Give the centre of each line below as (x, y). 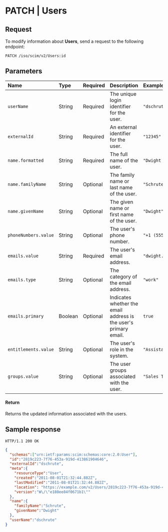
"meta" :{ (19, 469)
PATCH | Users (36, 11)
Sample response (33, 430)
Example (153, 85)
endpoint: (15, 47)
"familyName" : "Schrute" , (40, 506)
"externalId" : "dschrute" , (37, 464)
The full (119, 154)
